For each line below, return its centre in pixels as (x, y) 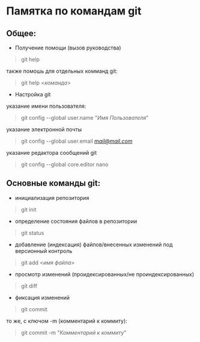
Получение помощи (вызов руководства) (68, 48)
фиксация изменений (42, 297)
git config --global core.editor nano (65, 164)
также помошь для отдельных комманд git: (62, 71)
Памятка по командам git (74, 11)
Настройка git (33, 94)
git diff (29, 286)
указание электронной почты (44, 129)
